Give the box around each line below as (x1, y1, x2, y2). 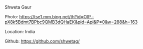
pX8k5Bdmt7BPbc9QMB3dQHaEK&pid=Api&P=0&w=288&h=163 (4, 19, 138, 25)
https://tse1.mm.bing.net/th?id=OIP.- (19, 14, 94, 19)
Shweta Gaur (4, 4, 31, 10)
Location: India (4, 29, 35, 34)
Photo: (4, 14, 18, 19)
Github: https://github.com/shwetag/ (4, 38, 80, 44)
